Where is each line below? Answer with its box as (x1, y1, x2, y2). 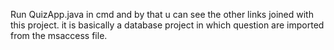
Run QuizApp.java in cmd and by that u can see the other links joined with (10, 9, 314, 20)
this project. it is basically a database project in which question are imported (10, 19, 325, 31)
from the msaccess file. (10, 30, 108, 41)
